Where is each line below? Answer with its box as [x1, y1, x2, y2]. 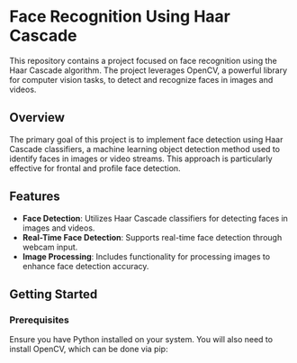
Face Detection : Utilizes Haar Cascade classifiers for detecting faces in [22, 213, 288, 223]
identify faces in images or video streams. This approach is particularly [9, 153, 273, 164]
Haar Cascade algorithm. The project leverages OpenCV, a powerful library [9, 65, 288, 76]
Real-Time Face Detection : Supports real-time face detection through [22, 231, 283, 242]
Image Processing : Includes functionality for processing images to [22, 250, 271, 262]
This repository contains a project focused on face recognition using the [9, 55, 277, 66]
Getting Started [9, 286, 98, 302]
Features [9, 189, 60, 204]
